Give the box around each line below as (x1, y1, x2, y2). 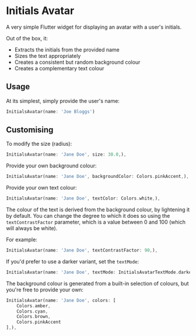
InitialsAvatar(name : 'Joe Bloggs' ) (6, 108, 95, 115)
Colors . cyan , (16, 308, 48, 314)
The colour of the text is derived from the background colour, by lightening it (6, 206, 190, 213)
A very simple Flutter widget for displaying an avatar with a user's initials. (6, 23, 182, 30)
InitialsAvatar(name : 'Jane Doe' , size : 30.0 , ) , (6, 152, 127, 157)
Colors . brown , (16, 314, 51, 320)
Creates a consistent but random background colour (14, 59, 141, 66)
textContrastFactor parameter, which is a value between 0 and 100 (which (6, 218, 185, 226)
